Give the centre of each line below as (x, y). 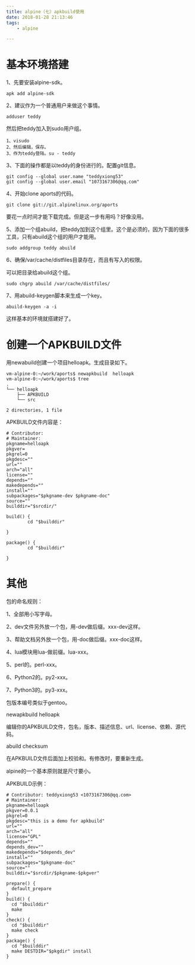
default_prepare (32, 889)
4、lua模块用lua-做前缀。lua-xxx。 (49, 652)
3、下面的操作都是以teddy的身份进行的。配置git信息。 (73, 165)
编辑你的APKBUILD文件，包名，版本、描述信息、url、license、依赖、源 (94, 727)
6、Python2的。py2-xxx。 (39, 677)
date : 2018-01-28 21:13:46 (40, 17)
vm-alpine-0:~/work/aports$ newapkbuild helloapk (70, 374)
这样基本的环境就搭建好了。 (40, 318)
